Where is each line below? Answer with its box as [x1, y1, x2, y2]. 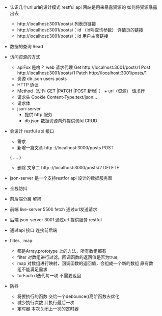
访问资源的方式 [9, 54, 40, 60]
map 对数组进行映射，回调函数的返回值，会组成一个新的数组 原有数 [17, 261, 154, 266]
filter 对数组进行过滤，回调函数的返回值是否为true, [17, 254, 119, 260]
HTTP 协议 [17, 82, 39, 87]
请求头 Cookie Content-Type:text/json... [17, 94, 97, 100]
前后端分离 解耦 [9, 196, 42, 202]
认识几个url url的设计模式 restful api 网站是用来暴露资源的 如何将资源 [9, 4, 149, 10]
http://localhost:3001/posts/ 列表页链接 [17, 21, 96, 26]
